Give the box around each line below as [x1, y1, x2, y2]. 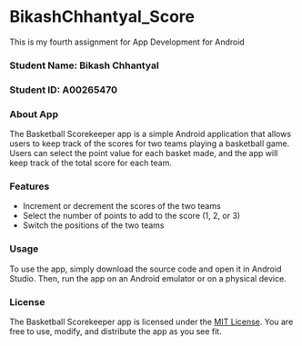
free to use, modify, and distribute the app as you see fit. [9, 325, 222, 337]
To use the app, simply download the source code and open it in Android [9, 263, 282, 274]
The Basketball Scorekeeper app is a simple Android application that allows [9, 129, 292, 140]
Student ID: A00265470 [9, 84, 118, 96]
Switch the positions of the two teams [22, 220, 166, 231]
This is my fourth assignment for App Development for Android [9, 36, 246, 47]
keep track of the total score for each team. [9, 157, 173, 169]
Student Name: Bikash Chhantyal [9, 59, 159, 72]
